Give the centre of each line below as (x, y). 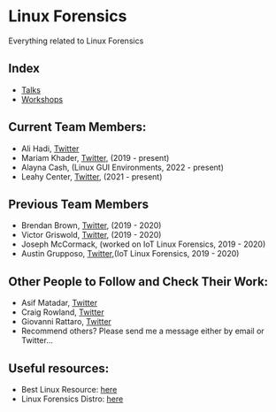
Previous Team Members (79, 204)
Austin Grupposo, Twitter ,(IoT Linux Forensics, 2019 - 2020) (130, 254)
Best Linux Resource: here (69, 389)
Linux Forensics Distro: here (72, 399)
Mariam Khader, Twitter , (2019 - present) (95, 157)
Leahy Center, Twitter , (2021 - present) (92, 176)
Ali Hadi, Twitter (50, 149)
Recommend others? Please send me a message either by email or (142, 331)
